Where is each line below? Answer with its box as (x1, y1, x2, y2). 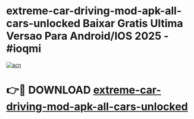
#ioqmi (6, 42, 42, 56)
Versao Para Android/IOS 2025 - (6, 30, 169, 43)
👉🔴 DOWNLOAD (6, 83, 91, 97)
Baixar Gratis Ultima (82, 17, 183, 30)
